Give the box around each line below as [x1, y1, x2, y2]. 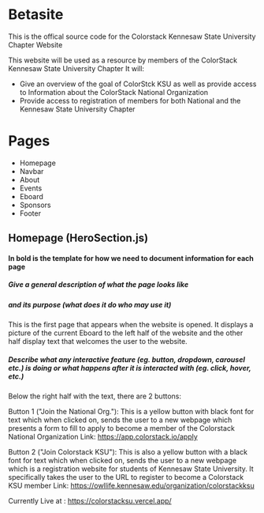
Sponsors [19, 200, 51, 209]
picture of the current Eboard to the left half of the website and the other [8, 328, 244, 338]
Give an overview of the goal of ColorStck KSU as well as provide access [19, 79, 257, 89]
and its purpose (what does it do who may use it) [8, 300, 172, 309]
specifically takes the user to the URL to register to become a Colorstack [8, 473, 244, 482]
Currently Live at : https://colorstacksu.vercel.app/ [8, 496, 172, 506]
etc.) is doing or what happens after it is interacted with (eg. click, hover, [8, 363, 251, 372]
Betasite [8, 6, 64, 24]
